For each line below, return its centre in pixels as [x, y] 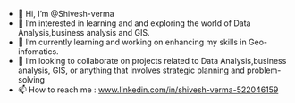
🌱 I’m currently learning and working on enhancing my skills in [132, 42]
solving [31, 79]
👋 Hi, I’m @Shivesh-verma [66, 14]
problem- [264, 70]
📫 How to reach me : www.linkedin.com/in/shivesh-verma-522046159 [148, 90]
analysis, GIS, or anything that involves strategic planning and [131, 70]
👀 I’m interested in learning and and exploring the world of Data [134, 23]
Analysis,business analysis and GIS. [84, 32]
